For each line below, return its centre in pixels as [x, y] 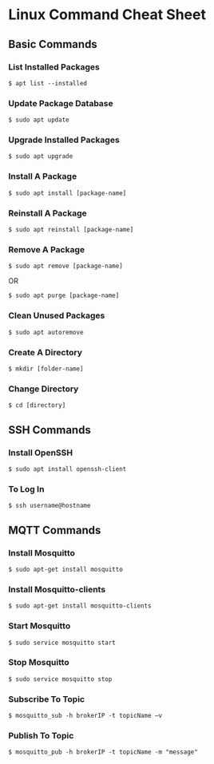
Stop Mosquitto [39, 663]
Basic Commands [53, 44]
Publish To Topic [41, 736]
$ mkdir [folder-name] [46, 369]
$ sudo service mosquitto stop [60, 679]
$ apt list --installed [48, 83]
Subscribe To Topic [47, 699]
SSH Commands [50, 430]
